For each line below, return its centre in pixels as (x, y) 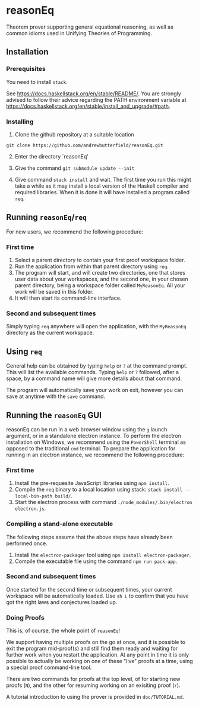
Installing (20, 122)
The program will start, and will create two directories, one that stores (100, 273)
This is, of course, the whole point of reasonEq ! (63, 631)
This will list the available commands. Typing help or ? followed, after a (93, 372)
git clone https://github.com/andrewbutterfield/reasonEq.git (85, 145)
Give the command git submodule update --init (75, 168)
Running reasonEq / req (47, 217)
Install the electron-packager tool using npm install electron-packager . (103, 555)
